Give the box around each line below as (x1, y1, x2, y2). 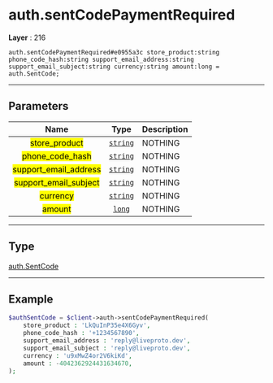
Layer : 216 (8, 33, 46, 42)
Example (8, 292, 54, 306)
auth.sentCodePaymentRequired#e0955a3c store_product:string (8, 48, 220, 56)
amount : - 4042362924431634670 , (23, 359, 132, 368)
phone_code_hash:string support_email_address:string (8, 55, 195, 63)
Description (141, 124, 188, 135)
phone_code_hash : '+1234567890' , (23, 329, 140, 337)
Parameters (8, 99, 69, 113)
